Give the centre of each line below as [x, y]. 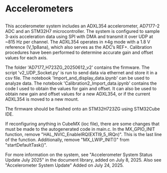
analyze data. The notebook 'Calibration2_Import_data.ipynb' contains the [81, 83]
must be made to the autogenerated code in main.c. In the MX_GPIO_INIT [80, 129]
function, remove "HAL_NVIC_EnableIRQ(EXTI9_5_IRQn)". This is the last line [83, 134]
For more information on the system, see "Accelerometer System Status [79, 155]
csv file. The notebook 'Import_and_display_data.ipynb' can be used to [78, 78]
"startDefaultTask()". [26, 145]
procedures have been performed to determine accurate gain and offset [79, 52]
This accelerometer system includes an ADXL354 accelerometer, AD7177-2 [83, 26]
